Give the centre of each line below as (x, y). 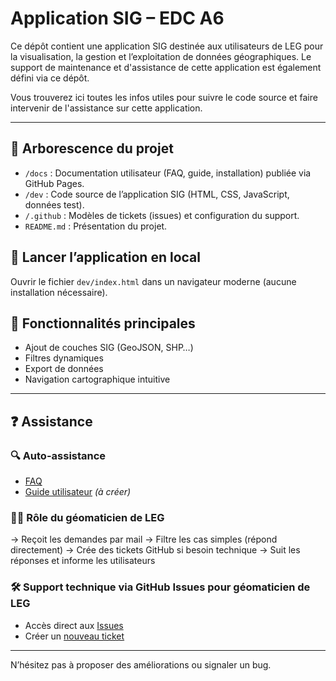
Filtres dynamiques (64, 358)
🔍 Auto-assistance (58, 455)
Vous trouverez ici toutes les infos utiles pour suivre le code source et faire (164, 97)
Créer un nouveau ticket (74, 636)
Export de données (64, 369)
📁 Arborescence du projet (92, 148)
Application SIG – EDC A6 (117, 18)
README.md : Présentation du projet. (96, 226)
